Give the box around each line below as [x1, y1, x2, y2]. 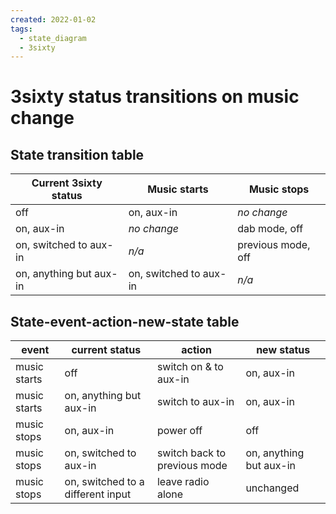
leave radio [156, 475, 210, 489]
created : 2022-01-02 [10, 14, 97, 25]
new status [256, 343, 311, 357]
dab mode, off [237, 222, 304, 236]
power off [156, 424, 203, 438]
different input [64, 487, 132, 501]
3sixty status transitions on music [10, 86, 300, 108]
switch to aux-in [156, 395, 235, 409]
